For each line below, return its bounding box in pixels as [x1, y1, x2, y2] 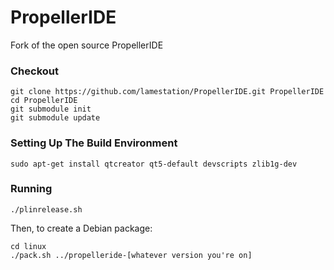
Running [10, 182, 53, 196]
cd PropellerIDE [10, 96, 78, 106]
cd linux [10, 241, 47, 251]
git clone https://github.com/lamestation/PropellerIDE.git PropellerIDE [10, 87, 325, 97]
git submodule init [10, 104, 92, 115]
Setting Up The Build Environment [10, 136, 178, 150]
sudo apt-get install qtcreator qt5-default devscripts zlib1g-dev [10, 159, 298, 169]
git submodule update [10, 113, 101, 123]
